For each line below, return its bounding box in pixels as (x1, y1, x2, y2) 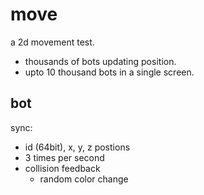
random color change (39, 173, 129, 185)
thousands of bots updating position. (24, 55, 177, 67)
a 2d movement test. (10, 36, 95, 48)
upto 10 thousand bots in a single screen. (24, 66, 195, 78)
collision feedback (24, 162, 101, 174)
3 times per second (24, 151, 105, 163)
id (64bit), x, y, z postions (24, 141, 131, 153)
